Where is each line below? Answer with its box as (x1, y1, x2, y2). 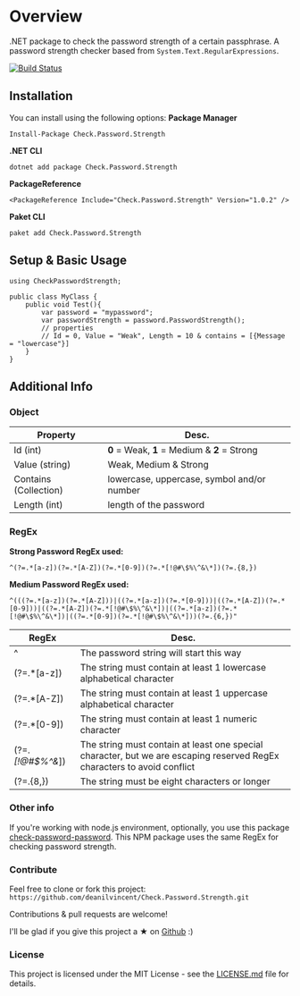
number (107, 485, 141, 497)
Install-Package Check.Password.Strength (9, 130, 166, 139)
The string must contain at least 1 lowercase (79, 661, 266, 673)
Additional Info (9, 378, 94, 394)
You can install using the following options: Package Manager (9, 112, 237, 122)
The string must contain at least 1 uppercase (79, 687, 268, 699)
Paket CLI (9, 211, 46, 222)
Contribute (9, 863, 58, 875)
